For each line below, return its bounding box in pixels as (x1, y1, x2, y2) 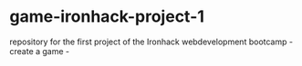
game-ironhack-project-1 (9, 6, 205, 27)
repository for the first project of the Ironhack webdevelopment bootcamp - (9, 36, 294, 47)
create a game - (9, 45, 70, 56)
